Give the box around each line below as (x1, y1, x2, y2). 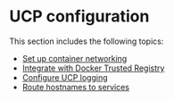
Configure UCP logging (21, 72, 108, 82)
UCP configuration (9, 6, 150, 27)
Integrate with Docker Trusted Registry (21, 63, 165, 73)
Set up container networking (21, 53, 128, 63)
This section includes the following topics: (9, 36, 164, 46)
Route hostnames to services (21, 81, 129, 92)
